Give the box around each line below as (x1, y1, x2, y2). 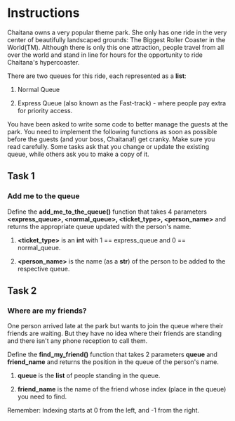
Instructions (7, 5, 80, 21)
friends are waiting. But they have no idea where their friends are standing (7, 329, 222, 338)
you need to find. (17, 392, 67, 401)
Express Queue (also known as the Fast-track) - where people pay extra (17, 98, 227, 107)
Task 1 (7, 170, 35, 182)
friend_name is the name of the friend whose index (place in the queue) (17, 385, 227, 394)
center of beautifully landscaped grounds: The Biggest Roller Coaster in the (7, 35, 226, 44)
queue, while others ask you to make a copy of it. (7, 150, 149, 158)
